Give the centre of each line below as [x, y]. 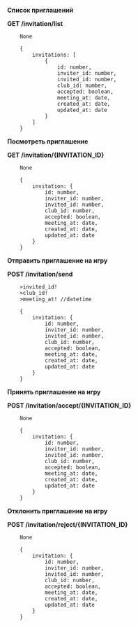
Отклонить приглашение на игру [58, 511]
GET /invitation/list [35, 23]
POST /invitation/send [40, 274]
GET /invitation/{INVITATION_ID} [56, 155]
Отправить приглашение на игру [58, 261]
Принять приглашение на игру [54, 392]
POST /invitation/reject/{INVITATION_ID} [68, 524]
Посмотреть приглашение [48, 142]
